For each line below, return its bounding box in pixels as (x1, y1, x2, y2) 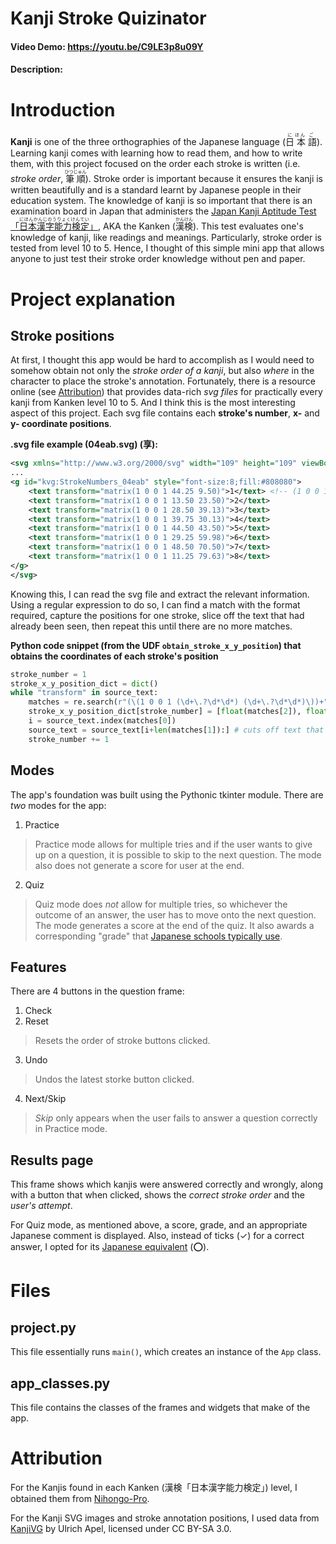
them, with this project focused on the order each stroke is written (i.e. (10, 158, 301, 170)
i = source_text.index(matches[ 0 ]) (28, 716, 177, 726)
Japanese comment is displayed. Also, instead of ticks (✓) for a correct (10, 1230, 305, 1242)
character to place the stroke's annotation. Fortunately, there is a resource (10, 375, 316, 387)
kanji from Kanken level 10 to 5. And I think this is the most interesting (10, 397, 296, 409)
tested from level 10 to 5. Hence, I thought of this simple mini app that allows (10, 242, 325, 254)
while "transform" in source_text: (10, 688, 159, 698)
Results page (10, 1152, 94, 1169)
